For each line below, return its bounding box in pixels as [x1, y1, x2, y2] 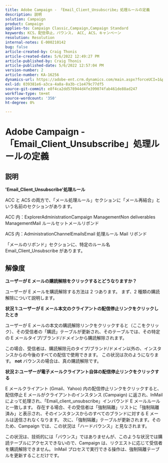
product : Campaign [5, 21, 43, 26]
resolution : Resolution [5, 35, 55, 40]
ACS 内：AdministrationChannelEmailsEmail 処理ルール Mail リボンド [5, 231, 147, 237]
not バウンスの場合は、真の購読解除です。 [14, 358, 101, 364]
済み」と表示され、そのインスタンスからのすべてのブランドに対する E [5, 410, 149, 416]
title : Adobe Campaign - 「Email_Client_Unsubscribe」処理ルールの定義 [5, 7, 150, 12]
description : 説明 [5, 12, 42, 17]
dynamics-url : [5, 77, 35, 82]
